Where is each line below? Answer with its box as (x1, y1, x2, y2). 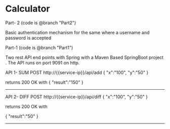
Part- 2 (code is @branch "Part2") (5, 20, 76, 26)
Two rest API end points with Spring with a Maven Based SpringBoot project (5, 54, 163, 60)
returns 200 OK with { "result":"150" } (5, 79, 83, 85)
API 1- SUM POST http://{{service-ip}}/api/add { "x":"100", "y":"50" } (5, 69, 149, 76)
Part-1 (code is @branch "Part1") (5, 44, 73, 50)
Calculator (5, 3, 50, 15)
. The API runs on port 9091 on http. (5, 59, 80, 66)
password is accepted (5, 35, 52, 41)
